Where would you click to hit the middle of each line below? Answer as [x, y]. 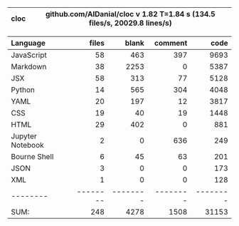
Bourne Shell [32, 156]
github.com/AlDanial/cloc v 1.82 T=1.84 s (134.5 [130, 14]
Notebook [27, 145]
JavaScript [29, 55]
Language [28, 43]
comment [171, 43]
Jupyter [24, 136]
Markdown [29, 67]
